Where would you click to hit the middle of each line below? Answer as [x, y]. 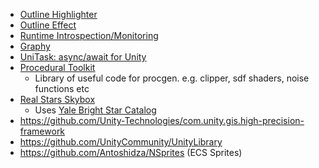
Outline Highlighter [58, 14]
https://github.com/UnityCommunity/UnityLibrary [121, 142]
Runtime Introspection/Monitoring [89, 35]
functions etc [62, 88]
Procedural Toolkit [57, 67]
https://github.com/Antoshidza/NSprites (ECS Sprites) [131, 152]
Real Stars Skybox [57, 99]
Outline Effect [48, 25]
